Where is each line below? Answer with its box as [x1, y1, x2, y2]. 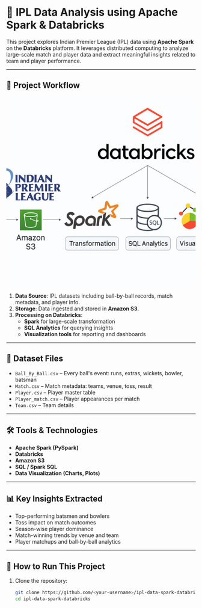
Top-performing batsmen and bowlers [14, 512, 110, 520]
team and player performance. [6, 57, 82, 64]
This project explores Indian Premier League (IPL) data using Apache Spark [6, 38, 194, 45]
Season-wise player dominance [14, 526, 94, 533]
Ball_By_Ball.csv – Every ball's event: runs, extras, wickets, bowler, [14, 369, 183, 376]
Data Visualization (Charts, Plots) [14, 470, 100, 477]
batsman [14, 376, 37, 383]
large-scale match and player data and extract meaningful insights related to [6, 51, 196, 58]
